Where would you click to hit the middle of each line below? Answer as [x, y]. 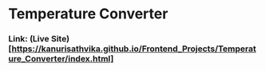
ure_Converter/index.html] [61, 59]
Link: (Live [29, 39]
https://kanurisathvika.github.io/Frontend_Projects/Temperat [134, 49]
